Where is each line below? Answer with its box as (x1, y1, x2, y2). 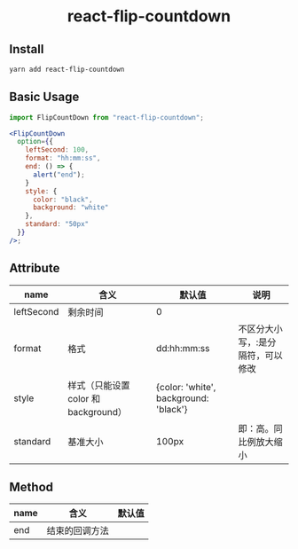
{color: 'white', (156, 380, 216, 393)
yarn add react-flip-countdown (9, 65, 125, 74)
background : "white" (32, 203, 109, 212)
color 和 (67, 392, 100, 404)
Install (9, 42, 44, 57)
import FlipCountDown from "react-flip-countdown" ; (9, 113, 204, 122)
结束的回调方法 (46, 525, 109, 537)
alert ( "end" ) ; (32, 170, 86, 179)
